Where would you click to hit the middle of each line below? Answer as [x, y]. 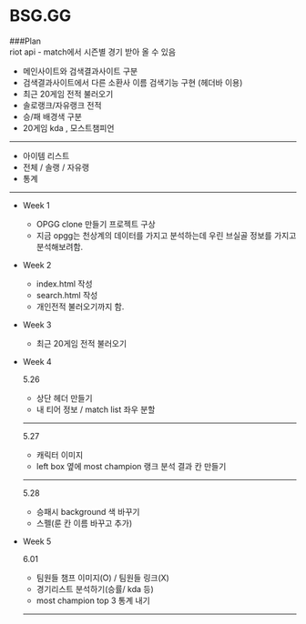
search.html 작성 [67, 295]
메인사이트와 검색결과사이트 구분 [80, 71]
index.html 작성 [64, 284]
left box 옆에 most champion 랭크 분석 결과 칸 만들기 [131, 466]
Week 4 [37, 361]
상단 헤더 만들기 [64, 398]
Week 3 [37, 325]
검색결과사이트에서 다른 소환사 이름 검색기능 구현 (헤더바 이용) [133, 82]
